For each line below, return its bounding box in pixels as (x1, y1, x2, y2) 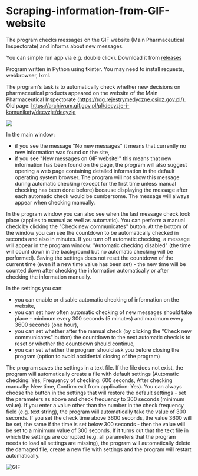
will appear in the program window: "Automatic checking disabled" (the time (6, 241, 192, 249)
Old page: (6, 102, 30, 109)
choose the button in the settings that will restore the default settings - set (6, 389, 186, 396)
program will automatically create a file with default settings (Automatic (6, 370, 179, 377)
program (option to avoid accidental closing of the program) (14, 352, 160, 360)
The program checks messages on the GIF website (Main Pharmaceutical (6, 36, 184, 43)
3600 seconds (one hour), (14, 321, 78, 328)
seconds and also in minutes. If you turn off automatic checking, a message (6, 235, 190, 242)
